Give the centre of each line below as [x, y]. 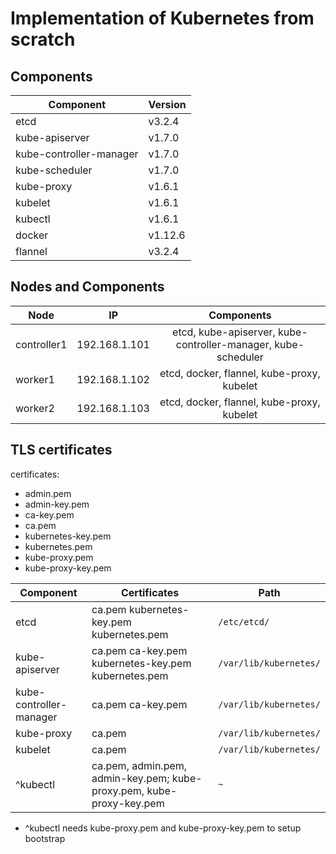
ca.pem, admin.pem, [139, 765]
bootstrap [45, 838]
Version [167, 104]
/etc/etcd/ [244, 621]
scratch [43, 39]
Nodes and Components [87, 287]
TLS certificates [61, 450]
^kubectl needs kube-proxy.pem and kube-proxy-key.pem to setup [163, 828]
